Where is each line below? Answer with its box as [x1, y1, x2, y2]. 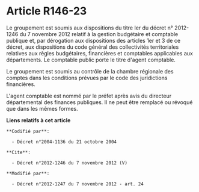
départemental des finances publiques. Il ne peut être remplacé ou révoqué [6, 98, 193, 106]
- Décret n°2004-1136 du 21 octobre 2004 [11, 138, 117, 145]
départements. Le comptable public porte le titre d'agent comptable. [6, 56, 176, 63]
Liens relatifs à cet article [6, 116, 71, 124]
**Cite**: [6, 149, 31, 155]
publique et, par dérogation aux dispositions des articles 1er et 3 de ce [6, 37, 181, 44]
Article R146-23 [6, 4, 87, 18]
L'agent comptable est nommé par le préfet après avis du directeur [6, 92, 172, 99]
